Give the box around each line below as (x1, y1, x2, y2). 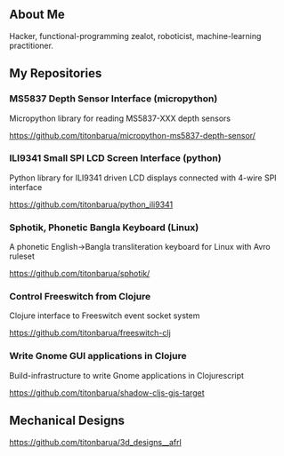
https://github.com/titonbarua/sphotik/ (9, 268, 150, 279)
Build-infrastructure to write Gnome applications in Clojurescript (9, 370, 245, 380)
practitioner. (9, 40, 53, 51)
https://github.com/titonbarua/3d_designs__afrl (9, 436, 183, 447)
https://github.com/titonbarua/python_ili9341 (9, 199, 174, 210)
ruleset (9, 251, 36, 261)
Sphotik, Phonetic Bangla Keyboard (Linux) (9, 221, 199, 234)
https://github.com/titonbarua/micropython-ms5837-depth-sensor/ (9, 130, 256, 140)
